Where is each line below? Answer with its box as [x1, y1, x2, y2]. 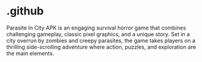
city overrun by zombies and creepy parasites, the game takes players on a [6, 37, 196, 44]
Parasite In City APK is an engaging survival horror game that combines [6, 24, 186, 31]
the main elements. [6, 49, 54, 57]
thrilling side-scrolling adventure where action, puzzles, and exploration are [6, 43, 197, 51]
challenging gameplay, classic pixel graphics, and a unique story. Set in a [6, 30, 190, 37]
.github [6, 4, 44, 18]
